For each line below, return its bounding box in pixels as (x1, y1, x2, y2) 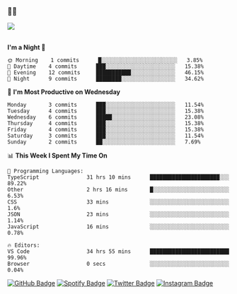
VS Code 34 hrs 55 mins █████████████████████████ (7, 248, 230, 255)
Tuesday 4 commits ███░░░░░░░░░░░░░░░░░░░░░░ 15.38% (7, 107, 204, 115)
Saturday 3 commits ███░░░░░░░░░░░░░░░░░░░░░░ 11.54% (7, 132, 204, 140)
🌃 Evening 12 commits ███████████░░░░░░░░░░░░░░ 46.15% (7, 69, 204, 76)
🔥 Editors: (7, 242, 40, 249)
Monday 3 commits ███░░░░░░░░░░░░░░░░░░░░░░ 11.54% (7, 102, 204, 109)
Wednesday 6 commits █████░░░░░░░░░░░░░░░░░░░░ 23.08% (7, 114, 204, 121)
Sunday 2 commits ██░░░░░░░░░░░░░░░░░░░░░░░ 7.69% (7, 139, 201, 146)
